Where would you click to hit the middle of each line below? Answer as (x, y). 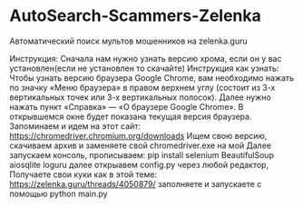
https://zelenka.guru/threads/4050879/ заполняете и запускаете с (136, 183)
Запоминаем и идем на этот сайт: (75, 126)
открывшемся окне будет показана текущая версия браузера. (131, 116)
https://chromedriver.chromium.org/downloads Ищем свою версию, (138, 135)
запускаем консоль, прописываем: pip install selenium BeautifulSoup (142, 154)
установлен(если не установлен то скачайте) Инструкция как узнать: (144, 68)
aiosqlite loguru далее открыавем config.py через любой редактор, (139, 164)
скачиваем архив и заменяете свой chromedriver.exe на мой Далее (141, 145)
